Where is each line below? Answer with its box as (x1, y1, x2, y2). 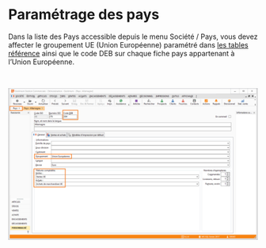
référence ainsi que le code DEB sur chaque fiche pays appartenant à (8, 48, 235, 58)
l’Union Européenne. (8, 57, 75, 67)
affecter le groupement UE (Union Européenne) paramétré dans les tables (8, 40, 249, 49)
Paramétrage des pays (8, 6, 160, 24)
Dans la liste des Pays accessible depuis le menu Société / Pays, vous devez (8, 32, 258, 41)
